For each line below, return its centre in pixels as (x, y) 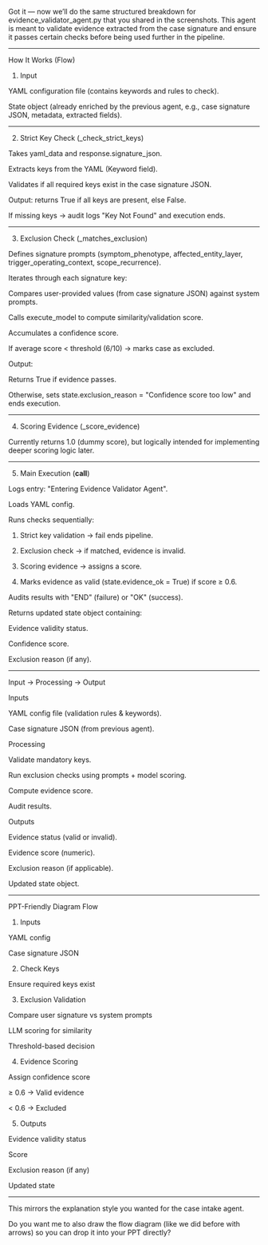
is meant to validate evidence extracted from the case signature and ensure (132, 28)
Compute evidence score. (51, 790)
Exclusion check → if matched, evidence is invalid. (102, 551)
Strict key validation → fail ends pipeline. (87, 535)
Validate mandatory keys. (50, 760)
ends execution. (35, 403)
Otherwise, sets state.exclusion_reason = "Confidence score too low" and (130, 395)
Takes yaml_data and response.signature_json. (85, 154)
